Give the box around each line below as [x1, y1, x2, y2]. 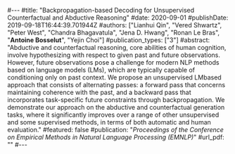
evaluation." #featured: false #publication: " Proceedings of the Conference [7, 126, 224, 134]
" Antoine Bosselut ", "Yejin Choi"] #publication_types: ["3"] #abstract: [7, 36, 210, 44]
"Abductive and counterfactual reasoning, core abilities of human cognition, [7, 44, 227, 51]
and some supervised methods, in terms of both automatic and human [7, 118, 211, 126]
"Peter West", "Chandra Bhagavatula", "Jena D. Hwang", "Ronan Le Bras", [7, 28, 220, 37]
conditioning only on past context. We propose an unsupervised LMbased [7, 73, 222, 82]
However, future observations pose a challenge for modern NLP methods [7, 58, 220, 66]
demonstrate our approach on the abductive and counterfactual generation [7, 103, 225, 111]
